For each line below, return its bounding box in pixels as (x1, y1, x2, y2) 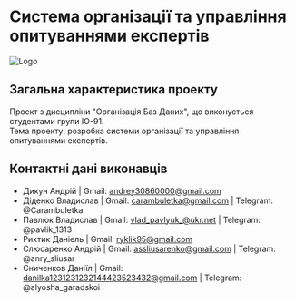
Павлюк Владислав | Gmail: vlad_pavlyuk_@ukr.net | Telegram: (22, 214, 261, 225)
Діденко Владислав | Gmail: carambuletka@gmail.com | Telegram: (22, 195, 274, 206)
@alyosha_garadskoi (22, 281, 101, 292)
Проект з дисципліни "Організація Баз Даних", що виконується (9, 106, 254, 117)
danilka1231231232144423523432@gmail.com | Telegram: (22, 272, 242, 283)
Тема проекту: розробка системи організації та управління (9, 125, 240, 136)
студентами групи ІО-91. (9, 115, 104, 126)
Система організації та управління (9, 6, 288, 27)
